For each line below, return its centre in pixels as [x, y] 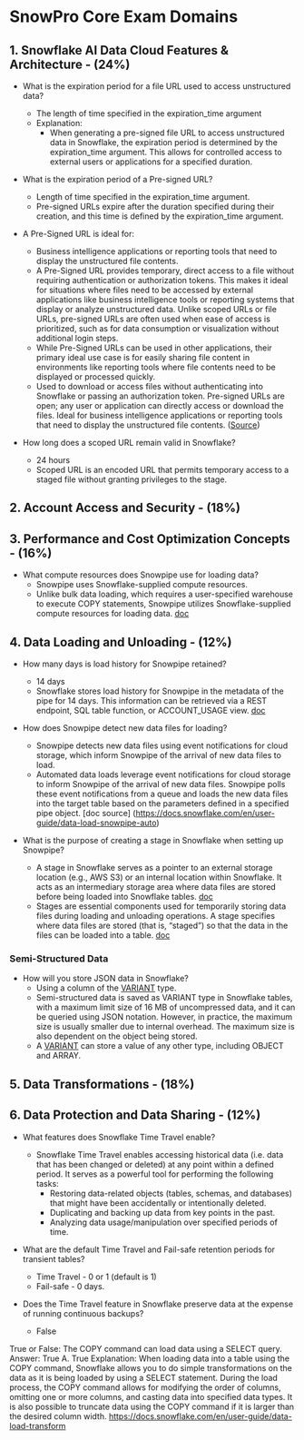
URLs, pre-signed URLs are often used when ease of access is [153, 319]
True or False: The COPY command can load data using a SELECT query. [146, 1348]
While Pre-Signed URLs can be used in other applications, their [154, 348]
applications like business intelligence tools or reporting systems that [165, 300]
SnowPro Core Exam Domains [124, 17]
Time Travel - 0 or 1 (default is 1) [96, 1277]
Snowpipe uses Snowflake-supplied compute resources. [142, 585]
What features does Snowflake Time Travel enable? [119, 1137]
